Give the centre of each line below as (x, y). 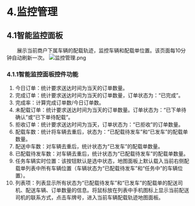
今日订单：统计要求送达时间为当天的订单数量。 (71, 88)
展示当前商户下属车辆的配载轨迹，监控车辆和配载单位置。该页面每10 (99, 50)
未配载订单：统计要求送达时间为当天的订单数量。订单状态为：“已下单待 (100, 110)
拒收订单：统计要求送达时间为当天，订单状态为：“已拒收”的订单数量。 (99, 125)
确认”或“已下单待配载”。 (44, 117)
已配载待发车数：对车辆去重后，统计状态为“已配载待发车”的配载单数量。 (102, 154)
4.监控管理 (32, 12)
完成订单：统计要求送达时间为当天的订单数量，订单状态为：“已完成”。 (99, 95)
